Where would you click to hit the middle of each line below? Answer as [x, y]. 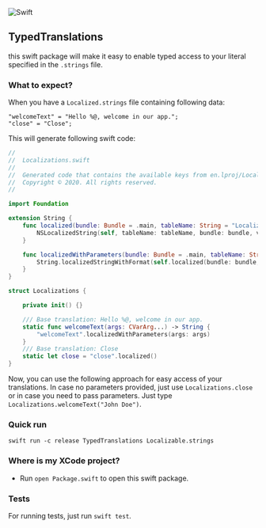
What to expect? [40, 85]
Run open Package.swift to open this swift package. [104, 478]
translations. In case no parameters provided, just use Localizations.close [131, 387]
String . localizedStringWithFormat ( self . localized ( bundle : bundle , [148, 262]
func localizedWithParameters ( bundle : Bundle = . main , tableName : [134, 255]
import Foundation [38, 204]
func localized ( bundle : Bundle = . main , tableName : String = [125, 226]
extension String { [40, 218]
